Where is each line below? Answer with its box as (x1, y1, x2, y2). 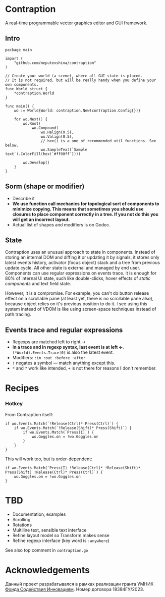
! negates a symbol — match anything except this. (12, 360, 115, 366)
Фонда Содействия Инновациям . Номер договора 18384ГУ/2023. (5, 586, 145, 592)
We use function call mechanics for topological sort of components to (12, 201, 160, 207)
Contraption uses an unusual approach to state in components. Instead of (5, 249, 156, 255)
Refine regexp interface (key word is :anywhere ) (12, 538, 110, 543)
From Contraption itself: (5, 411, 54, 417)
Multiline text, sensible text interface (12, 527, 87, 533)
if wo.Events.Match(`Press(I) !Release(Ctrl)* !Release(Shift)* (5, 465, 141, 470)
